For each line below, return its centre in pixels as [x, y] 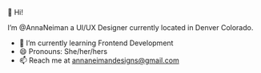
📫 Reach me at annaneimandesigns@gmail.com [99, 60]
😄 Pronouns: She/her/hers [63, 51]
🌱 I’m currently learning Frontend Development [96, 43]
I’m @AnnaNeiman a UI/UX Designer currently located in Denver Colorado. [130, 27]
